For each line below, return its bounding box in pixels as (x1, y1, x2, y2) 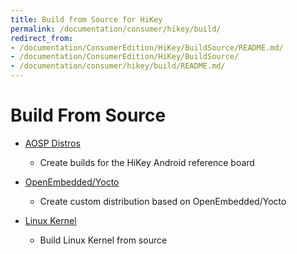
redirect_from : (10, 33, 74, 43)
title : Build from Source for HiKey (10, 14, 163, 25)
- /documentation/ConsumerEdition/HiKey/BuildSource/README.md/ (10, 42, 284, 53)
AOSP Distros (24, 137, 81, 149)
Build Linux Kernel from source (39, 234, 168, 246)
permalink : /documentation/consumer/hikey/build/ (10, 24, 222, 34)
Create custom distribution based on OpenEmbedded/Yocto (39, 195, 287, 207)
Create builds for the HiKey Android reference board (39, 156, 255, 168)
